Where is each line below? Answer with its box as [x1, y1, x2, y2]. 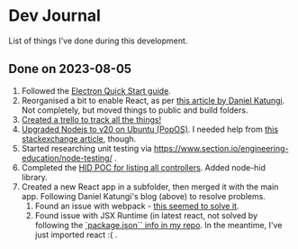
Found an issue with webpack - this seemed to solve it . [34, 200, 239, 211]
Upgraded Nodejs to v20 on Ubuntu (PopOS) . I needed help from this [21, 124, 279, 134]
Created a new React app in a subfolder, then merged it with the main [21, 181, 279, 192]
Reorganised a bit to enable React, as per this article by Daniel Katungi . [21, 95, 285, 106]
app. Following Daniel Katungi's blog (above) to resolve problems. [21, 190, 266, 201]
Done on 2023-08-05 [8, 61, 132, 77]
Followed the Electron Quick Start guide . [21, 85, 172, 96]
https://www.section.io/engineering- [153, 143, 289, 153]
